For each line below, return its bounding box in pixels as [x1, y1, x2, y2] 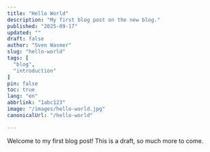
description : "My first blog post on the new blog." [7, 16, 161, 23]
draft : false [7, 36, 44, 42]
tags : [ [7, 55, 29, 62]
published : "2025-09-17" [7, 23, 78, 29]
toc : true [7, 86, 36, 93]
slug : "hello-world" [7, 49, 66, 55]
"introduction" [13, 67, 57, 74]
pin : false [7, 80, 38, 87]
